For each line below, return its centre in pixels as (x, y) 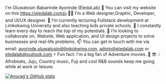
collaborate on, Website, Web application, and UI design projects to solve (80, 36)
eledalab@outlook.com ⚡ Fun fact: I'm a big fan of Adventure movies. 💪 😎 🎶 (83, 54)
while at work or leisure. (30, 66)
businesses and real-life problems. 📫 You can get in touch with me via (77, 42)
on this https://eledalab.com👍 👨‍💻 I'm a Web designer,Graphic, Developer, (81, 13)
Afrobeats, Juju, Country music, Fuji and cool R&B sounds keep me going (80, 61)
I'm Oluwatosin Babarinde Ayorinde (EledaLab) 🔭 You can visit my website (81, 8)
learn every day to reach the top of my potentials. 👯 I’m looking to (72, 31)
